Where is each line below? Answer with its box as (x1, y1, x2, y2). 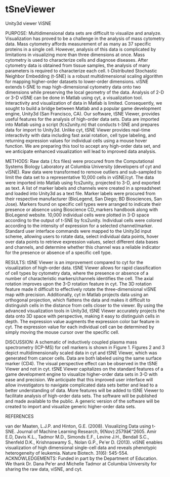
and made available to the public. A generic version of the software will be (5, 398, 160, 404)
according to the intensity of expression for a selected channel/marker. (5, 223, 153, 229)
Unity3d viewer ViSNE (5, 20, 52, 26)
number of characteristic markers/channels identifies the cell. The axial (5, 275, 154, 281)
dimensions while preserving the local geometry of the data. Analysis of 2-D (5, 89, 164, 95)
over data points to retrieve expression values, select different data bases (5, 239, 158, 245)
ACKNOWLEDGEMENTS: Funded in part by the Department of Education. (5, 455, 158, 461)
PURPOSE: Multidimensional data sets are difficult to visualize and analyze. (5, 30, 162, 36)
